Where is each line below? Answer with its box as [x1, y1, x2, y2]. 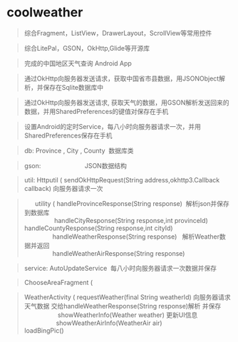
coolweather [6, 4, 83, 21]
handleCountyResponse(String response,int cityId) [24, 224, 173, 232]
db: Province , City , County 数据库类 [24, 146, 134, 155]
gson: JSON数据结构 [24, 161, 128, 170]
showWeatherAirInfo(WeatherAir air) [56, 318, 162, 327]
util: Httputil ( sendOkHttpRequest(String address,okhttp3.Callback [24, 175, 220, 184]
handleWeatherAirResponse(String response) [52, 249, 185, 257]
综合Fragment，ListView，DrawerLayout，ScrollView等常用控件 [24, 28, 212, 37]
